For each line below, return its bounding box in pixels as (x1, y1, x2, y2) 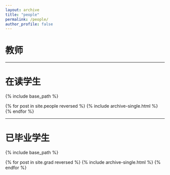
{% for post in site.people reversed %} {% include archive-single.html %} (5, 103, 158, 109)
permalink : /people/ (5, 17, 49, 22)
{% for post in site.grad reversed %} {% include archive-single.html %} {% (5, 159, 161, 165)
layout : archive (5, 7, 39, 13)
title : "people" (5, 12, 39, 17)
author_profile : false (5, 21, 53, 27)
